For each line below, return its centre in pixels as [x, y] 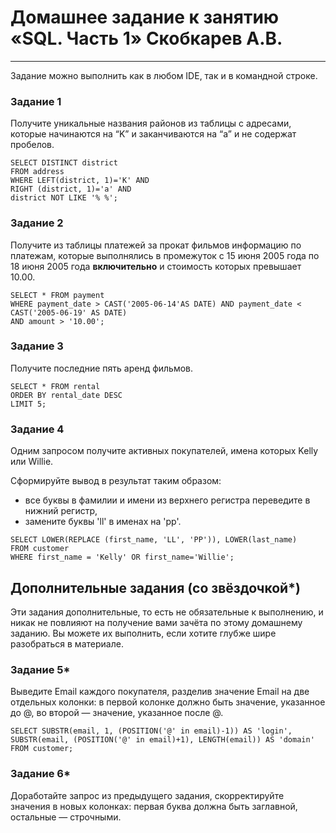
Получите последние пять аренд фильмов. [102, 368]
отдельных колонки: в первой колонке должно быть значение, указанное [168, 702]
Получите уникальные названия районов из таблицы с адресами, [151, 123]
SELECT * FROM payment [57, 295]
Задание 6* [40, 774]
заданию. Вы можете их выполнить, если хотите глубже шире [143, 633]
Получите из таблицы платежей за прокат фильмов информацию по [156, 245]
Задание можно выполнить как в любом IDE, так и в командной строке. [164, 75]
